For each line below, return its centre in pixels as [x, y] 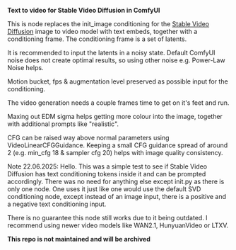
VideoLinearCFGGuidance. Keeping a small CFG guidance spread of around [118, 145]
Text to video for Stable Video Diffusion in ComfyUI [84, 10]
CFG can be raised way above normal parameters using [88, 138]
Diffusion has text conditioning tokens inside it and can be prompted [107, 174]
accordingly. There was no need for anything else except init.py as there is [116, 181]
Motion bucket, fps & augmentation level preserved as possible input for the [118, 81]
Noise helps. [25, 68]
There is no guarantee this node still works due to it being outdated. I [107, 218]
